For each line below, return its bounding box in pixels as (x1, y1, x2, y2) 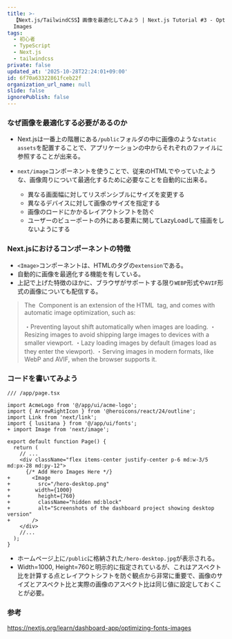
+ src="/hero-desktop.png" (7, 480, 110, 487)
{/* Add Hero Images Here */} (25, 468, 113, 475)
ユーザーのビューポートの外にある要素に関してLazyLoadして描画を (27, 216, 219, 225)
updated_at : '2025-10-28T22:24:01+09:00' (7, 68, 128, 75)
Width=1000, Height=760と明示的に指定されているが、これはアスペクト (17, 562, 222, 571)
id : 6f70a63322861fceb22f (7, 74, 81, 82)
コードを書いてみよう (7, 373, 78, 383)
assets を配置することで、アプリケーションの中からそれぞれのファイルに (17, 143, 223, 152)
